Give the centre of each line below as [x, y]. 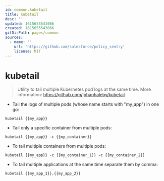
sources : [14, 38]
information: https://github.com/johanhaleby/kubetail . [72, 95]
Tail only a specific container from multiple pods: [62, 128]
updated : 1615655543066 [30, 24]
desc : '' [14, 19]
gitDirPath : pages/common [32, 33]
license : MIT [27, 51]
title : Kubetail [22, 14]
